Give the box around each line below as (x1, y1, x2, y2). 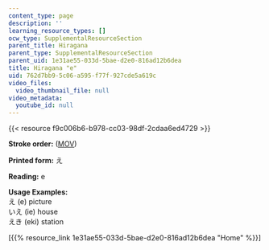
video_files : (8, 79, 52, 87)
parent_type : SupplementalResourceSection (8, 49, 153, 57)
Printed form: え (8, 156, 63, 166)
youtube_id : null (15, 101, 74, 109)
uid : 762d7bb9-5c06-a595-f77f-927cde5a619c (8, 72, 157, 80)
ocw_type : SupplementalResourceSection (8, 34, 143, 43)
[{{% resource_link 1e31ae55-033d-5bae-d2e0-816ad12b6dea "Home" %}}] (8, 233, 262, 243)
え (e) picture (8, 197, 52, 207)
